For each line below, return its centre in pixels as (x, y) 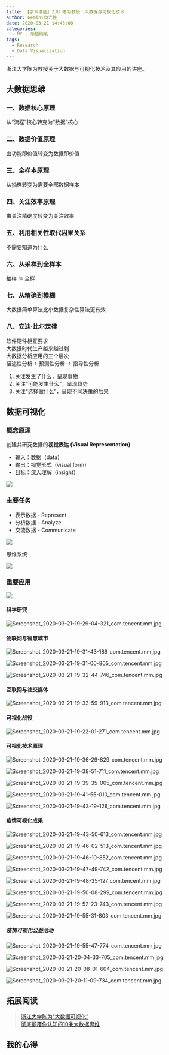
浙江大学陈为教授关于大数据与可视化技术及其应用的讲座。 (77, 68)
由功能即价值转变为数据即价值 (43, 153)
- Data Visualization (39, 51)
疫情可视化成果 (24, 820)
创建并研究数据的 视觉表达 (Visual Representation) (68, 445)
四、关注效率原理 (31, 202)
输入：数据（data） (39, 457)
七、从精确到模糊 (31, 295)
